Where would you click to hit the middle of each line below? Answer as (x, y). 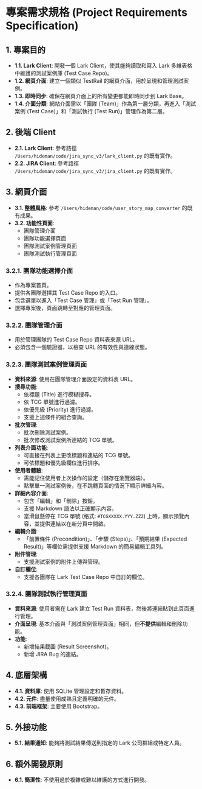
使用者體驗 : (29, 470)
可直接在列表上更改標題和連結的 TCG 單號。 (79, 455)
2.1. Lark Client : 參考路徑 (45, 148)
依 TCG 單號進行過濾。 (52, 402)
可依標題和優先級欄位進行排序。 (63, 463)
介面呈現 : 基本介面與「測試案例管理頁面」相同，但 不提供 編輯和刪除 (98, 623)
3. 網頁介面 (26, 192)
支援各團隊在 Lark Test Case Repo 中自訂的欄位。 (86, 577)
